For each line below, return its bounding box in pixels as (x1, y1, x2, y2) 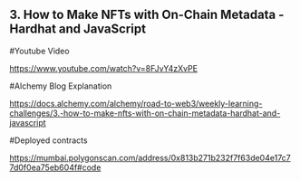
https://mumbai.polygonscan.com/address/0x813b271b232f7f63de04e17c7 (9, 152, 292, 163)
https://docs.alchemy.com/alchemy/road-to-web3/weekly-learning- (9, 98, 263, 109)
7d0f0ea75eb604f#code (9, 162, 102, 173)
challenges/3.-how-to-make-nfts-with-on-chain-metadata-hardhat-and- (9, 108, 281, 119)
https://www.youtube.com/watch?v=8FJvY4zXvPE (9, 62, 198, 73)
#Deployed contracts (9, 135, 88, 146)
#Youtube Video (9, 45, 70, 56)
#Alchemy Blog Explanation (9, 81, 112, 91)
